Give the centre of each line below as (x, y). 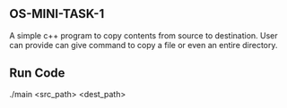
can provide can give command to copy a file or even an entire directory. (143, 45)
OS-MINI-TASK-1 (57, 14)
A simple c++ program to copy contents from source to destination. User (143, 35)
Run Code (37, 73)
